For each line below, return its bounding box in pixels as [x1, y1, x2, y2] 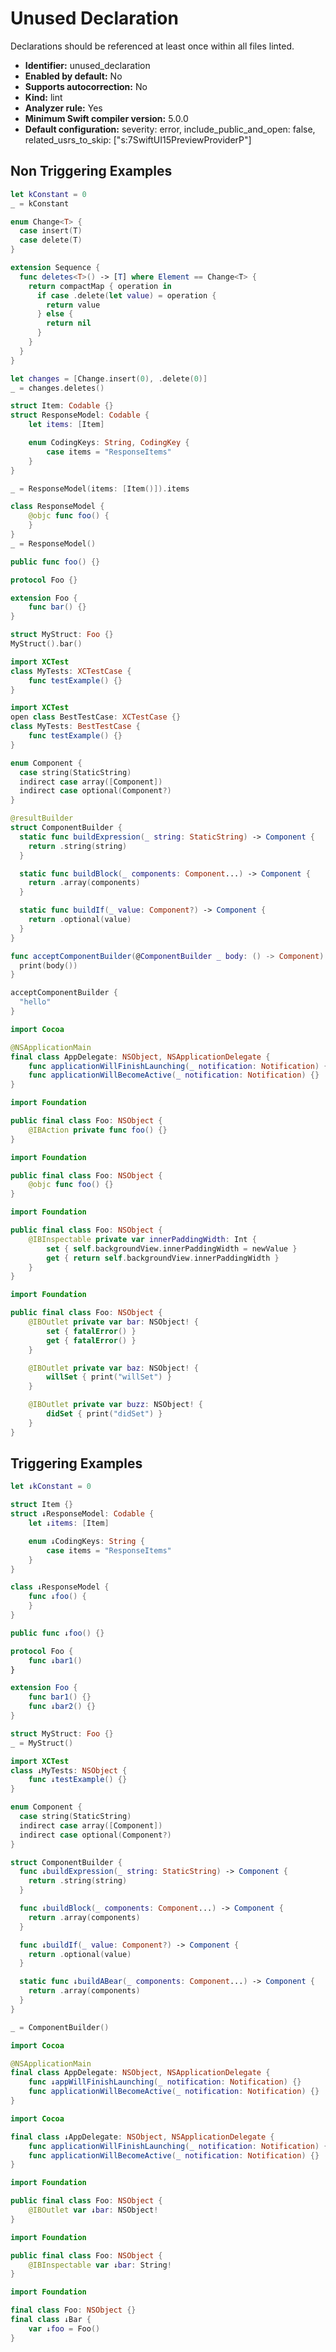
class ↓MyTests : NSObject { [10, 1765, 128, 1776]
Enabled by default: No [24, 70, 123, 82]
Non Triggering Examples [10, 163, 173, 180]
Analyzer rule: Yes [24, 102, 103, 114]
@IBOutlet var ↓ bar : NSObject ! [28, 2205, 159, 2216]
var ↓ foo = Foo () [28, 2323, 101, 2334]
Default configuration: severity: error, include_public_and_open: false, [24, 123, 316, 135]
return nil [46, 318, 92, 329]
